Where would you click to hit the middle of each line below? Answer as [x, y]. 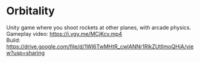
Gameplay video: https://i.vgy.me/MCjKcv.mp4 [64, 33]
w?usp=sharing [26, 52]
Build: [13, 40]
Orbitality [31, 11]
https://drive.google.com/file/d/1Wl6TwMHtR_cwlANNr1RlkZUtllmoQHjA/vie [100, 46]
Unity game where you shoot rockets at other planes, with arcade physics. [99, 27]
